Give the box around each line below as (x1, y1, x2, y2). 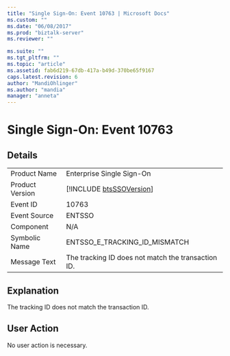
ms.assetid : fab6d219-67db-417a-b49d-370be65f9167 (7, 67, 155, 74)
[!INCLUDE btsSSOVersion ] (66, 185, 154, 194)
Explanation (7, 285, 60, 296)
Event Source (10, 211, 54, 220)
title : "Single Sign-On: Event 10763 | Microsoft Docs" (7, 10, 170, 17)
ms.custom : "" (7, 16, 48, 23)
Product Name (10, 169, 57, 178)
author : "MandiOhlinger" (7, 80, 78, 86)
